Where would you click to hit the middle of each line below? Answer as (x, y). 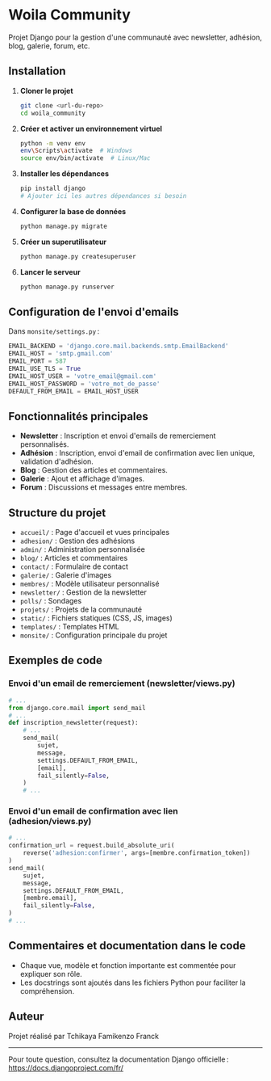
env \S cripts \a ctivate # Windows (76, 151)
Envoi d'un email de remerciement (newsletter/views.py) (122, 684)
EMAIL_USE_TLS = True (45, 368)
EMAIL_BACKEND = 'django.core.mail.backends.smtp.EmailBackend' (119, 346)
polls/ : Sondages (51, 601)
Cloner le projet (47, 90)
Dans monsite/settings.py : (54, 331)
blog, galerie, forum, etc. (49, 45)
